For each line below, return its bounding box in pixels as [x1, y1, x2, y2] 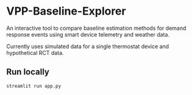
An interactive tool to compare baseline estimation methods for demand [6, 24, 187, 32]
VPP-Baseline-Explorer [6, 4, 126, 18]
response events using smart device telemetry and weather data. [6, 30, 169, 38]
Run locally [6, 67, 50, 77]
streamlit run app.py [6, 83, 62, 89]
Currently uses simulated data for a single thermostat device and [6, 43, 169, 50]
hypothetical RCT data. [6, 49, 64, 56]
